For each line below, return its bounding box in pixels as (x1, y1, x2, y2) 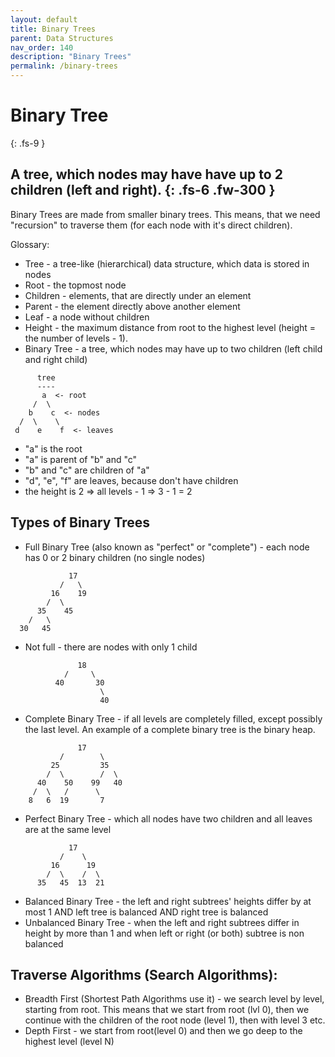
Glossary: (10, 238, 50, 250)
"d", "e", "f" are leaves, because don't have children (24, 474, 239, 486)
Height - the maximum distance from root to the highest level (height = (24, 321, 317, 333)
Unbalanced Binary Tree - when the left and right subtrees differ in (24, 916, 300, 928)
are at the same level (24, 823, 112, 835)
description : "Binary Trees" (10, 52, 132, 62)
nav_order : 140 (10, 42, 74, 53)
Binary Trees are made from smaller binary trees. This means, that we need (10, 208, 321, 220)
